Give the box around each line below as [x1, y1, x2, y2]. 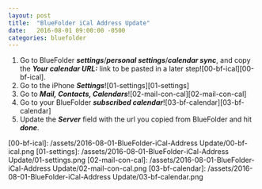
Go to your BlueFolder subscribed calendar [19, 98, 164, 107]
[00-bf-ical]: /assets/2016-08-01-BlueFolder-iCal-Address [8, 138, 198, 148]
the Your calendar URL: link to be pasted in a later [19, 64, 184, 74]
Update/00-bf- [199, 138, 248, 148]
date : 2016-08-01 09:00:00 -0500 [8, 26, 126, 34]
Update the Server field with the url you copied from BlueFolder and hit [19, 114, 252, 124]
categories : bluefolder [8, 33, 87, 42]
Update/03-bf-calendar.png [112, 172, 203, 182]
